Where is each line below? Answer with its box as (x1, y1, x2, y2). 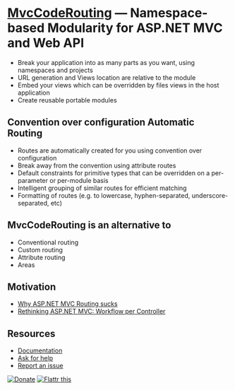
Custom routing (17, 245, 64, 254)
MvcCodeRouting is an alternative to (7, 219, 171, 231)
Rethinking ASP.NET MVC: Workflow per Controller (17, 307, 166, 316)
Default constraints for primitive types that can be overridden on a (17, 168, 210, 177)
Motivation (7, 280, 56, 292)
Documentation (17, 346, 63, 355)
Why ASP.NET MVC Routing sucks (17, 300, 118, 308)
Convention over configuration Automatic (7, 117, 195, 129)
